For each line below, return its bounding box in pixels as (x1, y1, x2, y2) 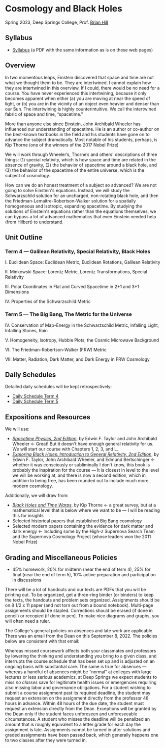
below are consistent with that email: (5, 638, 80, 644)
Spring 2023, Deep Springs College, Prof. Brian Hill (5, 19, 108, 25)
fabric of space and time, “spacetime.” (5, 111, 83, 117)
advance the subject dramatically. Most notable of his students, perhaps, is (5, 137, 158, 143)
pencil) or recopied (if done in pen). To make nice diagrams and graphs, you (5, 612, 160, 619)
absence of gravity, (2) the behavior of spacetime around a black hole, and (5, 162, 157, 168)
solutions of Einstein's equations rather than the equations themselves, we (5, 208, 156, 214)
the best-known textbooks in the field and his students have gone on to (5, 131, 150, 137)
